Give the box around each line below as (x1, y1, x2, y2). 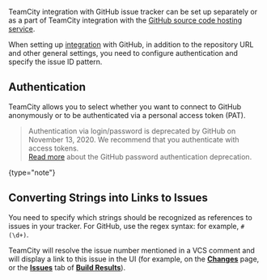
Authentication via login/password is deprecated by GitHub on (28, 125, 236, 136)
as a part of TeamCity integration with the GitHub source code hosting (8, 15, 243, 25)
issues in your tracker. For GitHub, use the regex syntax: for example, (8, 221, 239, 231)
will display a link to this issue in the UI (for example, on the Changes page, (8, 254, 260, 264)
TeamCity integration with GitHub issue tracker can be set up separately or (8, 7, 257, 16)
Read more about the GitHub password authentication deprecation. (28, 151, 252, 161)
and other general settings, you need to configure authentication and (8, 49, 239, 57)
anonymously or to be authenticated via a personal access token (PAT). (8, 110, 246, 120)
